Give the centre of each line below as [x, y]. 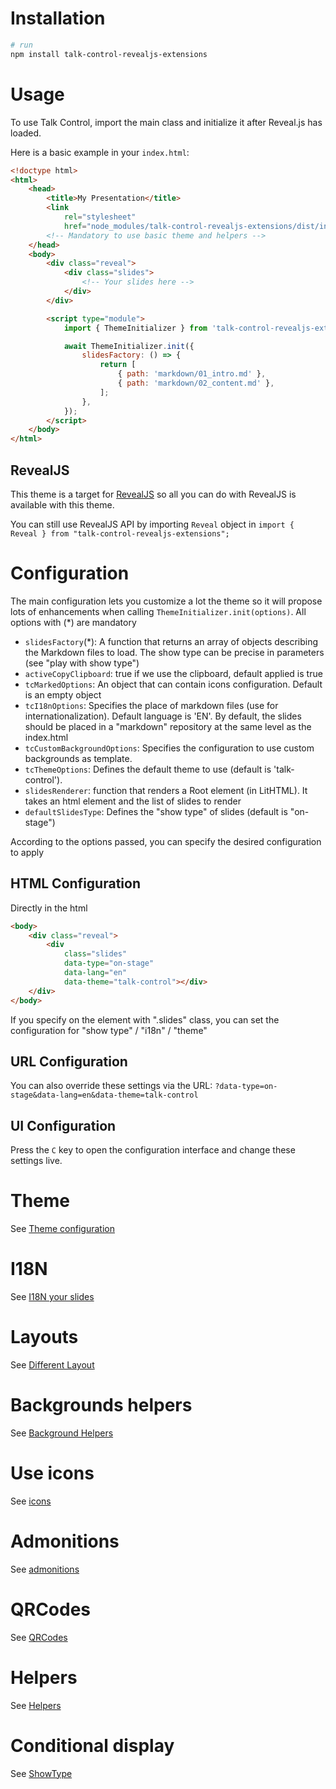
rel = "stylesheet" [100, 217]
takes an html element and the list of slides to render [133, 801]
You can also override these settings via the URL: [111, 1086]
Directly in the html [49, 908]
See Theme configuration [62, 1229]
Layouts [44, 1337]
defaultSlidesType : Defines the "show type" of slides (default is [156, 811]
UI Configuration [63, 1125]
